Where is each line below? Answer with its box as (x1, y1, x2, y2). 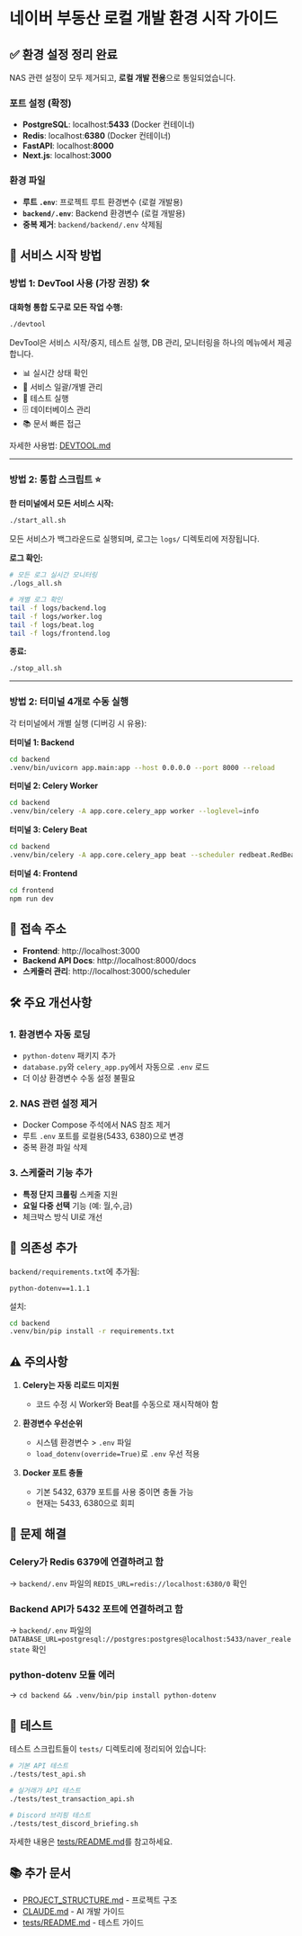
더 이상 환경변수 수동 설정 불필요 (22, 1072, 136, 1084)
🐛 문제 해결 (9, 1527, 67, 1542)
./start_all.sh (9, 516, 67, 525)
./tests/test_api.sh (9, 1770, 87, 1779)
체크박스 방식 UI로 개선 (22, 1211, 103, 1222)
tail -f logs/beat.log (9, 620, 94, 630)
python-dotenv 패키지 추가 (22, 1050, 117, 1062)
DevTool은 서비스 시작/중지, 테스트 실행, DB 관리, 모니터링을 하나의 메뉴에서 (9, 337, 276, 348)
